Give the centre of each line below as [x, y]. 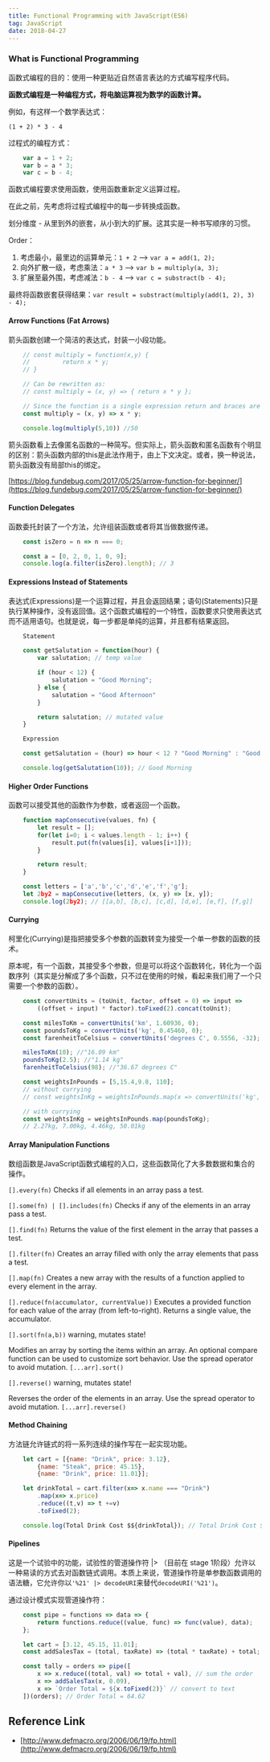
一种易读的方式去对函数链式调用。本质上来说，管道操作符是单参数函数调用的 [135, 1572]
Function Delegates [41, 508]
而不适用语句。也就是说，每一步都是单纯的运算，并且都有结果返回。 [121, 621]
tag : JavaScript [35, 23]
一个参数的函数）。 [52, 986]
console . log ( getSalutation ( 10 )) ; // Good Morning [108, 768]
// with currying [52, 1111]
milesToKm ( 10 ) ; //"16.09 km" [72, 1053]
